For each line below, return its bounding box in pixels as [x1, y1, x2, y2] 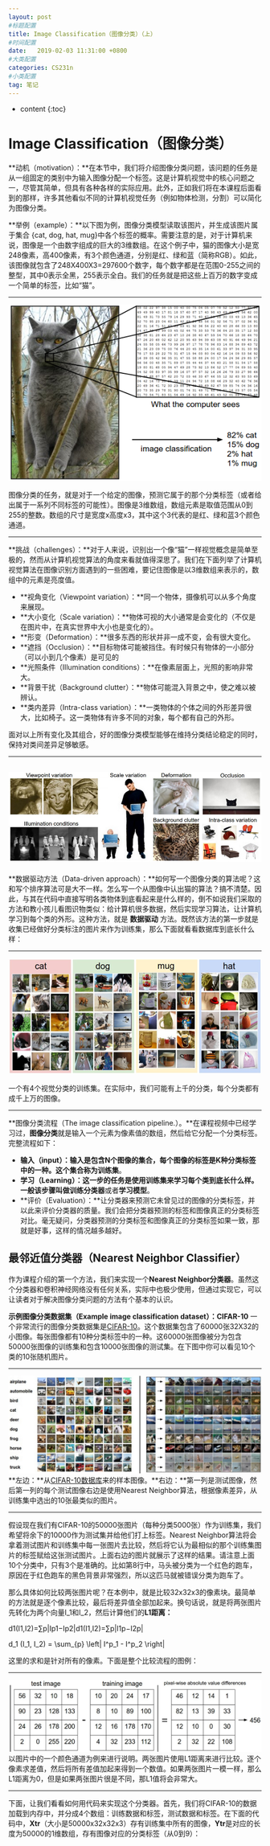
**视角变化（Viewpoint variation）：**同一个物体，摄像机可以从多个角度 [19, 592, 257, 602]
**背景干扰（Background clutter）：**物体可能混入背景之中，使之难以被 [19, 683, 256, 692]
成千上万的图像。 [8, 1093, 65, 1103]
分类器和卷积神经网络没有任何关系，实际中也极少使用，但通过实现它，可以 [14, 1284, 262, 1294]
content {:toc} [19, 104, 67, 113]
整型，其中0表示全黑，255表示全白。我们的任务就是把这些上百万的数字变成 [8, 270, 258, 280]
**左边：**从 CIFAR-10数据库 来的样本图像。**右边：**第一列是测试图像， [8, 1475, 251, 1485]
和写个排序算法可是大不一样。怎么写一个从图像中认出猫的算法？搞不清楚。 [8, 884, 255, 893]
